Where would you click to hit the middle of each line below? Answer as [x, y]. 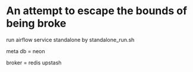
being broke [36, 23]
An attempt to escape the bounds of [97, 11]
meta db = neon [26, 51]
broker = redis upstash [34, 63]
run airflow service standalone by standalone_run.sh [70, 40]
